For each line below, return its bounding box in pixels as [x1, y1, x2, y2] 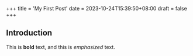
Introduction [6, 28, 53, 38]
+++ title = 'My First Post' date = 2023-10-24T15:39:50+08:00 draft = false [6, 5, 187, 12]
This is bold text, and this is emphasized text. [6, 43, 115, 50]
